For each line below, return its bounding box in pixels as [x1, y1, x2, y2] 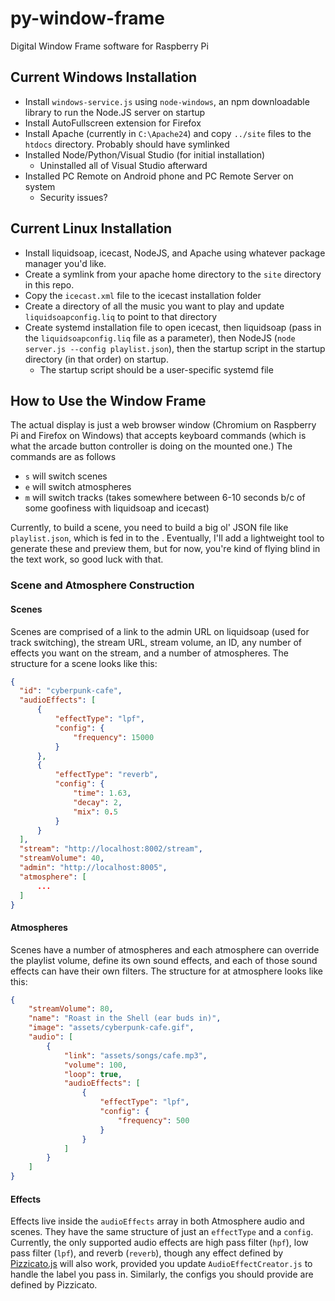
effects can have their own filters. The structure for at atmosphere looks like [10, 965, 323, 977]
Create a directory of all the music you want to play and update [24, 300, 285, 312]
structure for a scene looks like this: [10, 657, 158, 669]
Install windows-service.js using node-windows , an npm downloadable [24, 95, 310, 107]
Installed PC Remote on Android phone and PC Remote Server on [24, 170, 294, 182]
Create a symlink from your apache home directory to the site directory [24, 268, 322, 280]
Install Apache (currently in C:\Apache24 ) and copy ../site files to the [24, 127, 312, 139]
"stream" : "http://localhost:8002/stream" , [19, 844, 203, 854]
